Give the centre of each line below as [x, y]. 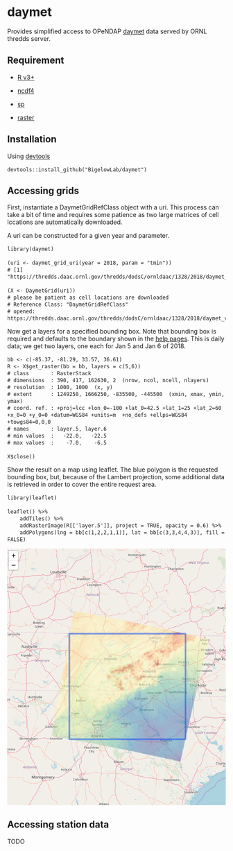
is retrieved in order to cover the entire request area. [82, 484]
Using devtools [29, 156]
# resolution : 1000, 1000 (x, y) [60, 388]
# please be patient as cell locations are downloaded [88, 298]
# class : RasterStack [49, 374]
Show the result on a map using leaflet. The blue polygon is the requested [113, 470]
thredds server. [29, 38]
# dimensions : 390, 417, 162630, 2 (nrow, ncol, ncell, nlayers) [108, 381]
